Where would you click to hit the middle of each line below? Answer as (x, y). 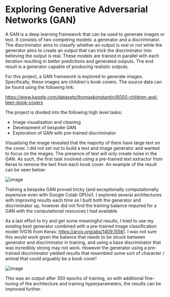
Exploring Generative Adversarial (77, 9)
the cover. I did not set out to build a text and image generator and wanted (82, 148)
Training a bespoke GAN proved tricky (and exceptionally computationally (82, 189)
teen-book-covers (24, 102)
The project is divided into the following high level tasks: (64, 112)
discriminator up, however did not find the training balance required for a (81, 205)
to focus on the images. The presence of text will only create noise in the (81, 153)
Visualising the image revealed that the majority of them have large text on (83, 143)
